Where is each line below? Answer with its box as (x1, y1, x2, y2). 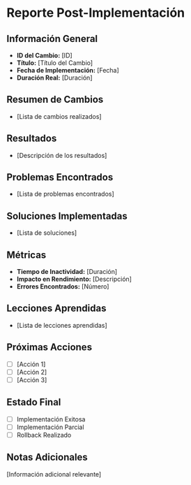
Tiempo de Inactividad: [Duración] (16, 268, 118, 276)
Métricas (6, 249, 47, 261)
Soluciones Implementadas (6, 210, 128, 222)
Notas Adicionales (6, 451, 88, 463)
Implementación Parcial (16, 423, 84, 431)
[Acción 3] (16, 375, 47, 384)
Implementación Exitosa (16, 414, 86, 424)
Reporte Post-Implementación (6, 5, 185, 21)
